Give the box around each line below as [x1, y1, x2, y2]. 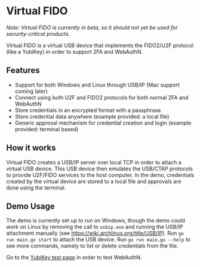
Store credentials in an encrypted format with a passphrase [14, 106, 161, 114]
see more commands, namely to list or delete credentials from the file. [6, 243, 179, 250]
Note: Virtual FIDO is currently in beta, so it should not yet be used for [6, 24, 178, 31]
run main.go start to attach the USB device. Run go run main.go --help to [6, 236, 191, 243]
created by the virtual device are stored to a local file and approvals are [6, 178, 181, 185]
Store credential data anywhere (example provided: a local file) [14, 113, 170, 120]
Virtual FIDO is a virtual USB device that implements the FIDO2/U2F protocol [6, 42, 194, 49]
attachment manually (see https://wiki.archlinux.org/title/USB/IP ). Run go [6, 229, 184, 237]
